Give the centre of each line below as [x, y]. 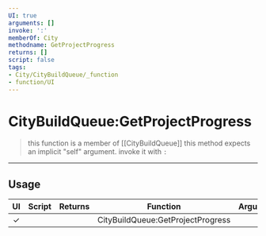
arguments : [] [32, 23]
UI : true [23, 15]
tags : [17, 68]
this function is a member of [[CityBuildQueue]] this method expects [139, 143]
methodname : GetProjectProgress [61, 45]
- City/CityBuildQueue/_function [63, 75]
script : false [32, 60]
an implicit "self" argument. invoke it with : [97, 152]
